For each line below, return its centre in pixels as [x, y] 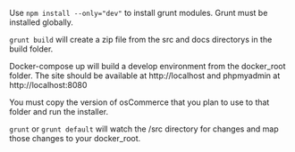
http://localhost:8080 [48, 85]
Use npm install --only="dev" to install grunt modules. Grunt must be [139, 13]
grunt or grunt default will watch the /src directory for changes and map [144, 129]
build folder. [31, 49]
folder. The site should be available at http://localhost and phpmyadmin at [145, 76]
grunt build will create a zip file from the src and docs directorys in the [141, 40]
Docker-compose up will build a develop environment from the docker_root [147, 66]
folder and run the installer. [59, 112]
